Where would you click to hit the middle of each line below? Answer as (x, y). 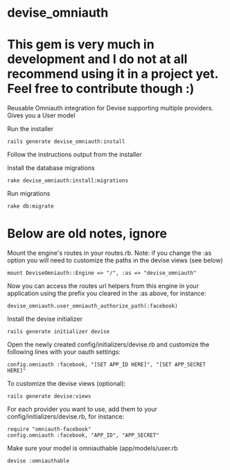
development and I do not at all (97, 59)
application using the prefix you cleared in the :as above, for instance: (107, 294)
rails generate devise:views (49, 396)
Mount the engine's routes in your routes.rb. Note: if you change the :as (109, 253)
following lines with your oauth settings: (64, 352)
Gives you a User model (41, 115)
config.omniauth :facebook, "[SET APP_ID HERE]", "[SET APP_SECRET (107, 365)
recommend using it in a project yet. (113, 74)
